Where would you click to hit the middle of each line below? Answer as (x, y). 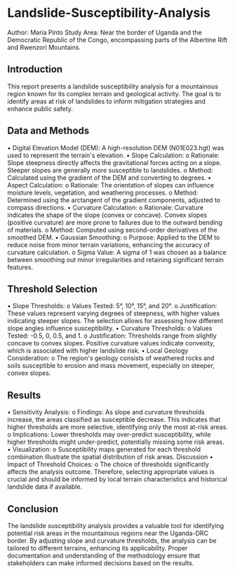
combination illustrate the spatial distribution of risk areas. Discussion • (110, 457)
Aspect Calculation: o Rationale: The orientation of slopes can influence (111, 185)
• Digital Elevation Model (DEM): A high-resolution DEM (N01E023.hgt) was (116, 147)
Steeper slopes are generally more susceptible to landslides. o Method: (110, 170)
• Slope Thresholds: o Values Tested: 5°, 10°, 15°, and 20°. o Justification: (112, 306)
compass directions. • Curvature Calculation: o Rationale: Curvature (106, 207)
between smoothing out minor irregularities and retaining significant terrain (116, 259)
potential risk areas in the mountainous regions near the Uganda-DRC (108, 533)
